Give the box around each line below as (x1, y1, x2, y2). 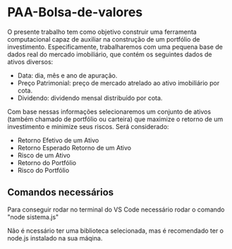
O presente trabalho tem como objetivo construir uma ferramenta (7, 28, 197, 36)
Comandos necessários (7, 186, 114, 198)
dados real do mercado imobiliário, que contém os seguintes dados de (7, 50, 212, 59)
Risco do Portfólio (17, 166, 70, 174)
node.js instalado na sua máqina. (7, 233, 103, 242)
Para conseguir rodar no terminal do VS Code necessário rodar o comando (7, 205, 225, 214)
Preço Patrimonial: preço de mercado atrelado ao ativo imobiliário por (17, 78, 220, 87)
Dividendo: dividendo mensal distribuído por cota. (17, 93, 163, 102)
